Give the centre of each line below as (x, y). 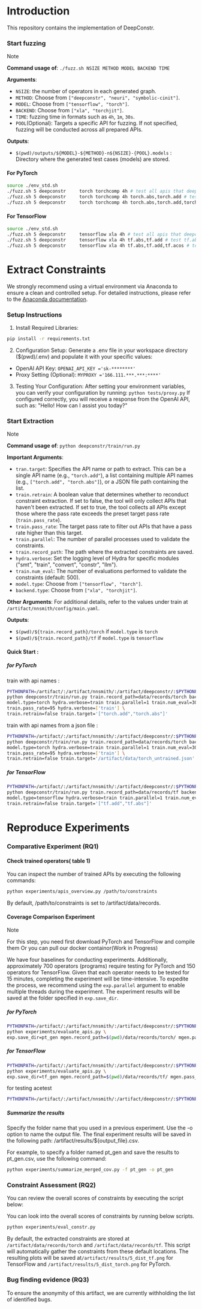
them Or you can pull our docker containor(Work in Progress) (82, 948)
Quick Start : (23, 651)
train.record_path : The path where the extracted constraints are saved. (105, 552)
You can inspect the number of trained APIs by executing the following (94, 874)
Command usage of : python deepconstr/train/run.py (73, 446)
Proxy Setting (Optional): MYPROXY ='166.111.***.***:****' (88, 374)
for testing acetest (29, 1088)
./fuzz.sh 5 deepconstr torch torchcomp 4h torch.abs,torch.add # (97, 197)
